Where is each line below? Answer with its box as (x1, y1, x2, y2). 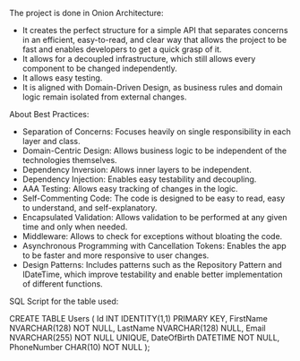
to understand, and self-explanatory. (21, 202, 158, 213)
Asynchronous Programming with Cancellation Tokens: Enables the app (21, 241, 287, 251)
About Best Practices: (9, 109, 90, 119)
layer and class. (21, 136, 81, 146)
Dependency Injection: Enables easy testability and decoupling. (21, 174, 257, 185)
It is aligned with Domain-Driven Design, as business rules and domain (21, 82, 284, 92)
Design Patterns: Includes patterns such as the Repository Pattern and (21, 260, 282, 270)
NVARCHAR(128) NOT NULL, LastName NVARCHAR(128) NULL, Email (9, 322, 266, 333)
